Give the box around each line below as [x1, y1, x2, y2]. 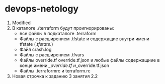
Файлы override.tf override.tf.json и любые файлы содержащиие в [19, 57, 160, 63]
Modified [12, 20, 31, 26]
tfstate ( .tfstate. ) [19, 41, 53, 47]
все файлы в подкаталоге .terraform [19, 30, 97, 36]
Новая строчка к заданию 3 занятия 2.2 [12, 73, 98, 79]
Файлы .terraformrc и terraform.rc [19, 67, 91, 73]
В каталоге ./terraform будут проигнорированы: [12, 25, 114, 31]
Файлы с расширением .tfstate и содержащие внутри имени [19, 36, 149, 42]
